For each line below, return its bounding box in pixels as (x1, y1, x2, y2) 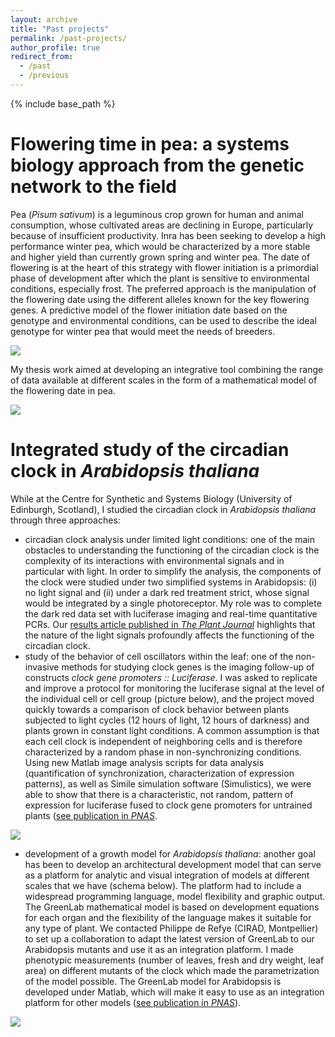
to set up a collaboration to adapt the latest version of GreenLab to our (24, 932, 315, 945)
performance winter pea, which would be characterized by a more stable (10, 240, 311, 252)
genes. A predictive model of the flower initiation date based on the (10, 304, 288, 316)
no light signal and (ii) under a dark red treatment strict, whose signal (24, 586, 310, 598)
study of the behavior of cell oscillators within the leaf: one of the (24, 650, 294, 662)
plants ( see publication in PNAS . (24, 809, 158, 821)
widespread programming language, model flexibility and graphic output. (24, 890, 326, 902)
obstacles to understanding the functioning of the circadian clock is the (24, 544, 320, 556)
